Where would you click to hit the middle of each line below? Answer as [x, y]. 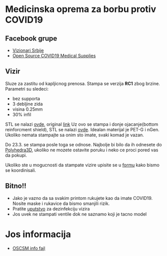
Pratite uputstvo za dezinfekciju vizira [51, 208]
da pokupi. [16, 155]
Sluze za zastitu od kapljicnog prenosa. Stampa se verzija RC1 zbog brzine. [82, 83]
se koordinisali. [21, 170]
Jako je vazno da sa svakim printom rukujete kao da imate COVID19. [82, 198]
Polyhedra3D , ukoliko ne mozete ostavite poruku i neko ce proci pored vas [82, 150]
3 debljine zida [27, 104]
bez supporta [26, 98]
